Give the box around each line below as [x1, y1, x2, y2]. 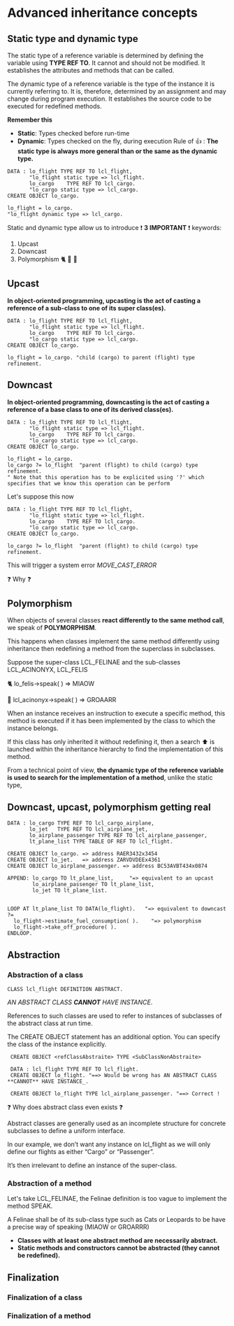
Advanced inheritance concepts [7, 5, 198, 21]
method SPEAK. [7, 1202, 53, 1211]
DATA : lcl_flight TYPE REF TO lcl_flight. [10, 1065, 139, 1073]
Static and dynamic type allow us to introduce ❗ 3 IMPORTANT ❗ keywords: [7, 224, 222, 231]
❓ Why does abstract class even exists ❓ [7, 1103, 124, 1111]
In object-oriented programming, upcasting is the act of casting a [7, 296, 201, 305]
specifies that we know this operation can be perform [7, 480, 170, 487]
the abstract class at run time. [7, 1019, 93, 1027]
